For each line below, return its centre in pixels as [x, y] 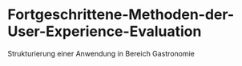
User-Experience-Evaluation [105, 31]
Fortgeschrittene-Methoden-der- [121, 15]
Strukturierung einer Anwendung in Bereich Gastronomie [101, 53]
